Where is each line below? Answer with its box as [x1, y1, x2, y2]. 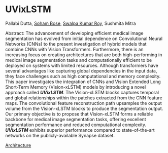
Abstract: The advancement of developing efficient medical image [5, 30, 144, 36]
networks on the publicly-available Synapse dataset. [5, 132, 115, 138]
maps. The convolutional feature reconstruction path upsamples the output [5, 100, 162, 106]
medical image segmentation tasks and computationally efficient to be [5, 57, 152, 63]
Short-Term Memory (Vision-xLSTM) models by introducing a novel [5, 84, 146, 90]
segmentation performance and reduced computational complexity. [5, 122, 147, 128]
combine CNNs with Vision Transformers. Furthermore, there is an [5, 46, 144, 52]
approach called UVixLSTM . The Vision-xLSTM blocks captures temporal [5, 89, 159, 95]
